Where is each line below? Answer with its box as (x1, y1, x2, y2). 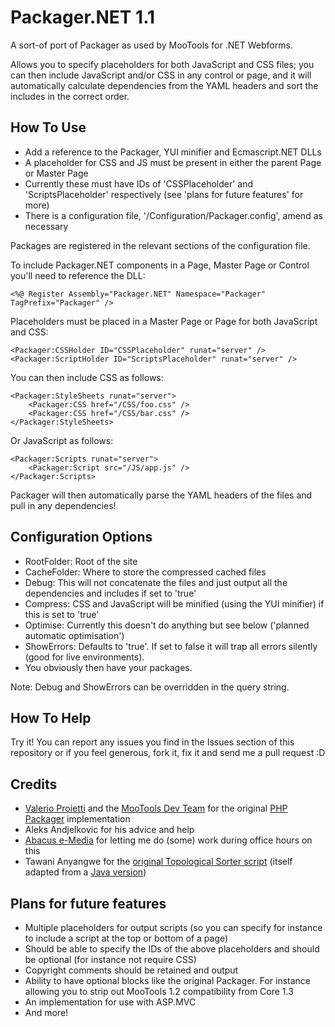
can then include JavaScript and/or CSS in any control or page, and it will (10, 69, 312, 81)
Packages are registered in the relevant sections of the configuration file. (10, 239, 311, 251)
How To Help (10, 709, 92, 726)
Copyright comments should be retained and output (24, 964, 239, 976)
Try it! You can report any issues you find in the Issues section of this (10, 736, 295, 748)
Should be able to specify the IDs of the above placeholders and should (24, 943, 320, 955)
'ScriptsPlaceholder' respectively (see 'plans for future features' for (24, 188, 304, 200)
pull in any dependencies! (10, 499, 117, 511)
